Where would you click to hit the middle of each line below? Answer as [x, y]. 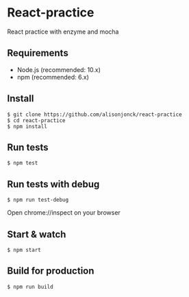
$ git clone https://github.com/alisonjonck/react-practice [95, 115]
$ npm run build [30, 287]
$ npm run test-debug [38, 200]
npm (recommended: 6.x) [53, 77]
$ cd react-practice [37, 120]
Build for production [51, 271]
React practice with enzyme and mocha [63, 32]
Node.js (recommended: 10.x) [59, 69]
